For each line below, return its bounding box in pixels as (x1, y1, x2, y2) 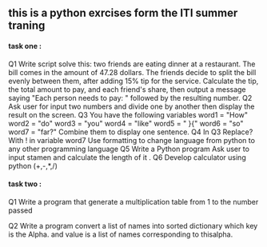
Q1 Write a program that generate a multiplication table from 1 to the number (8, 197, 259, 206)
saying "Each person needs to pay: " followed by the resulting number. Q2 (8, 93, 253, 102)
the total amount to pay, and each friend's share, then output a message (8, 84, 246, 94)
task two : (8, 179, 42, 189)
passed (8, 205, 34, 215)
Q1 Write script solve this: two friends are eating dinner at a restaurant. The (8, 59, 256, 69)
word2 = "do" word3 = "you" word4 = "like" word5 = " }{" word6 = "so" (8, 118, 244, 128)
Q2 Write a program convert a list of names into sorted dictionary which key (8, 221, 258, 230)
